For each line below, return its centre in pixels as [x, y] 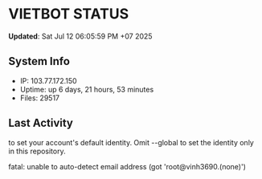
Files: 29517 [40, 98]
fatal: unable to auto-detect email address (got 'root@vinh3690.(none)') [127, 166]
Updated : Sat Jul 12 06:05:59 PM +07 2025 [80, 36]
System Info [39, 61]
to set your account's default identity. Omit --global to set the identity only [131, 142]
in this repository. [37, 151]
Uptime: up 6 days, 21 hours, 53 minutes [87, 89]
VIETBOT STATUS [69, 14]
